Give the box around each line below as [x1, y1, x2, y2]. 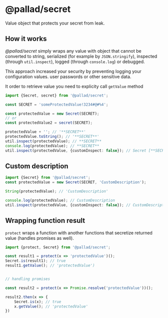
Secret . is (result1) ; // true [5, 258, 66, 263]
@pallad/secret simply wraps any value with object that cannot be [5, 48, 141, 54]
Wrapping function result [5, 216, 85, 225]
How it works [5, 35, 47, 43]
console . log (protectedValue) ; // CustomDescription [5, 198, 115, 203]
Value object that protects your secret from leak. [5, 20, 105, 26]
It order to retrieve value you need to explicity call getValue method [5, 83, 143, 89]
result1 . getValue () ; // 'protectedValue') [5, 263, 95, 268]
